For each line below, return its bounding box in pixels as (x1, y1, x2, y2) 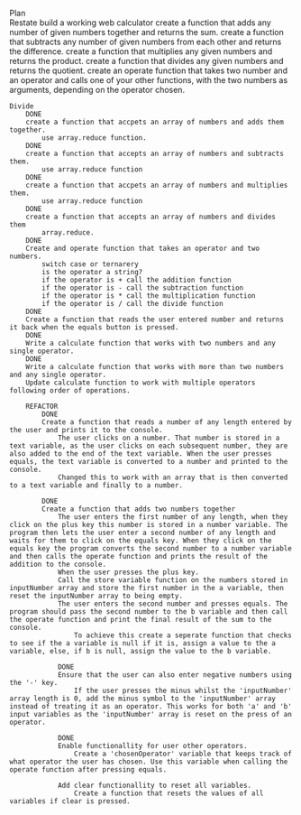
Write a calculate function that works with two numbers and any (25, 338, 277, 347)
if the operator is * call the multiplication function (41, 292, 256, 301)
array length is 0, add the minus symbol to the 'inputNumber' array (9, 694, 277, 703)
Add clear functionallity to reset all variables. (57, 781, 252, 790)
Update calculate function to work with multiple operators (25, 378, 256, 387)
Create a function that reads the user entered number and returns (25, 315, 284, 324)
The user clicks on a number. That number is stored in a (57, 433, 280, 442)
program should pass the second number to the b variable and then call (9, 607, 288, 616)
